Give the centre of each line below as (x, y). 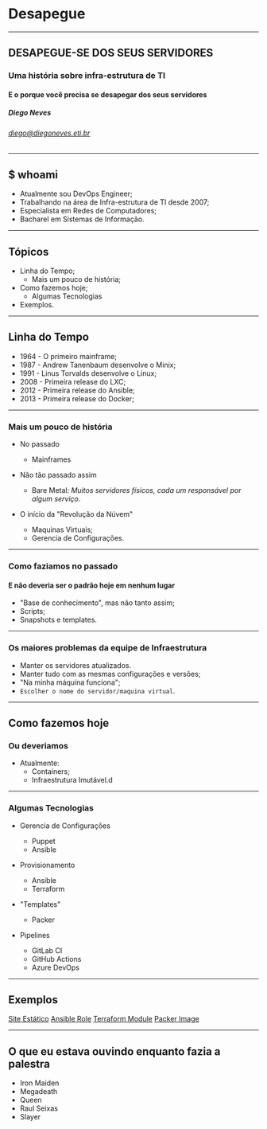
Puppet (43, 841)
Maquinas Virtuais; (62, 529)
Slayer (30, 1117)
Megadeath (39, 1092)
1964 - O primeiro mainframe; (68, 356)
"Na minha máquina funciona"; (70, 682)
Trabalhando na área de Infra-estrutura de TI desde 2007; (114, 202)
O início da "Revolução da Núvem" (76, 514)
